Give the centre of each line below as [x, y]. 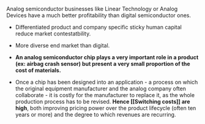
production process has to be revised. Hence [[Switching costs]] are [102, 101]
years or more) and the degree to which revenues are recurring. [95, 115]
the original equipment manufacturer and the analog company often [101, 89]
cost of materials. [38, 70]
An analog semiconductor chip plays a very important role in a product [107, 57]
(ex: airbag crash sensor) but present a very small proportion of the [103, 64]
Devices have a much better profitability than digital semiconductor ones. [99, 15]
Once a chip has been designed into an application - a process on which [106, 82]
